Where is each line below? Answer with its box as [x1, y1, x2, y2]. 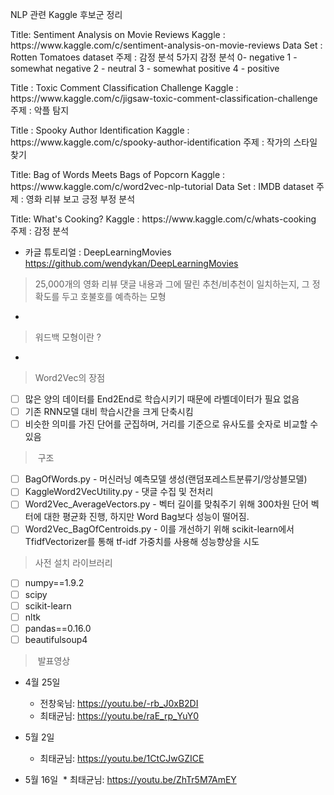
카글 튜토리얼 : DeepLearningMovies [24, 246, 172, 258]
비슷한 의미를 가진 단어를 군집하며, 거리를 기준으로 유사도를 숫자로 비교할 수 [24, 418, 319, 430]
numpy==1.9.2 [24, 577, 85, 589]
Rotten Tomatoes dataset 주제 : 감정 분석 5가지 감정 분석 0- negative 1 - [10, 51, 298, 63]
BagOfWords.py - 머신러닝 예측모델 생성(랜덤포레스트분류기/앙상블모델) [24, 473, 308, 485]
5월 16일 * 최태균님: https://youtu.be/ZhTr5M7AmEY [24, 773, 237, 785]
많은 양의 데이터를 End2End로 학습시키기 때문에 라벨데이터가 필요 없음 [24, 393, 300, 405]
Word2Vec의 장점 [34, 372, 106, 383]
